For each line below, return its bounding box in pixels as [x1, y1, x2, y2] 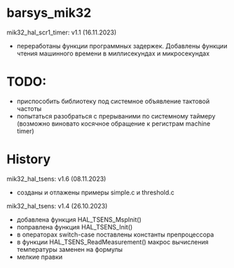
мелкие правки [16, 253, 63, 261]
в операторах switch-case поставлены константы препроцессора [16, 230, 214, 239]
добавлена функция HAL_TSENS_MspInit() [16, 215, 142, 224]
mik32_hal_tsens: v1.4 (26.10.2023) [6, 201, 108, 210]
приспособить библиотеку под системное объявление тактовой [16, 97, 210, 105]
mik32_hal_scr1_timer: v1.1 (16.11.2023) [6, 28, 117, 36]
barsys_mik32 [6, 5, 92, 21]
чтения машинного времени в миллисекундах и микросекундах [16, 49, 210, 58]
